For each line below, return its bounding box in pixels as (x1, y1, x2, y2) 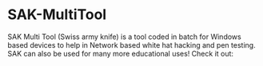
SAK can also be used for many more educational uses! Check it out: (7, 49, 233, 58)
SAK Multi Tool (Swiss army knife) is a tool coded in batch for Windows (7, 32, 241, 41)
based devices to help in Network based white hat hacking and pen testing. (7, 40, 257, 49)
